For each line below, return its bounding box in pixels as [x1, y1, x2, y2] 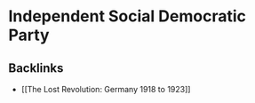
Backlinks [8, 60, 64, 75]
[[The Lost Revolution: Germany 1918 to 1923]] [20, 84, 191, 94]
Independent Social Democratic [8, 6, 246, 27]
